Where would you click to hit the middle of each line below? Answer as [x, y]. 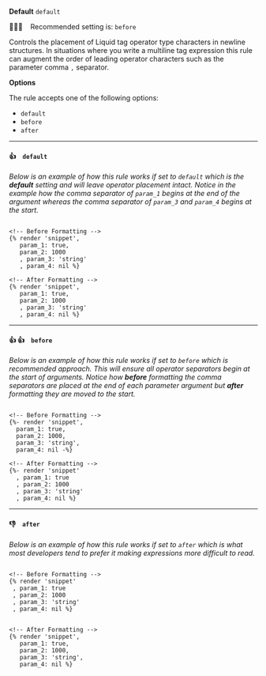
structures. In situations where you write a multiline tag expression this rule [131, 50]
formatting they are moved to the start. [72, 394]
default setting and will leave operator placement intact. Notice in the [122, 185]
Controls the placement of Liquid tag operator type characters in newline [127, 42]
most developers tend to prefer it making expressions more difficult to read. [132, 553]
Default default [35, 11]
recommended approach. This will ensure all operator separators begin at [130, 369]
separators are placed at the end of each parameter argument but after [126, 386]
